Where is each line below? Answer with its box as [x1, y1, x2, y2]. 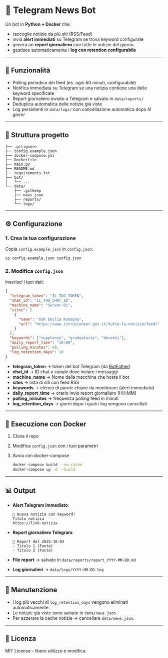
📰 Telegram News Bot [5, 5, 96, 16]
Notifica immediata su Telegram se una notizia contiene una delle [12, 85, 147, 91]
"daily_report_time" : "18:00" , [9, 340, 75, 346]
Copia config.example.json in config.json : [5, 246, 93, 252]
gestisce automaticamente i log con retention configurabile [12, 47, 136, 53]
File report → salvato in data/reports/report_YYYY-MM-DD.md [12, 557, 136, 563]
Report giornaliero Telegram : [12, 529, 74, 535]
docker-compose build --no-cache [12, 462, 82, 468]
